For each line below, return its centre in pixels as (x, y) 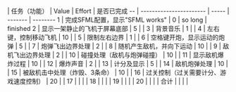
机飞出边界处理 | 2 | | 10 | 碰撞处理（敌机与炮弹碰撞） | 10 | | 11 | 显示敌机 (113, 55)
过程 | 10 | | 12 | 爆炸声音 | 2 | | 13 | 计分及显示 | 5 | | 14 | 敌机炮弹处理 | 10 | (120, 64)
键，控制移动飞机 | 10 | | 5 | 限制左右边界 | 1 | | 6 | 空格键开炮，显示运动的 (113, 37)
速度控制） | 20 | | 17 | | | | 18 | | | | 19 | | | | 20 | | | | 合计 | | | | (101, 81)
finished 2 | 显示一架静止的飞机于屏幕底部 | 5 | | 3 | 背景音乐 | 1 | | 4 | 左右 (113, 28)
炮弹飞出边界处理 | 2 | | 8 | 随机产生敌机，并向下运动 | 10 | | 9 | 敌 (135, 46)
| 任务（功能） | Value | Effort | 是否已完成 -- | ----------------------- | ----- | (118, 11)
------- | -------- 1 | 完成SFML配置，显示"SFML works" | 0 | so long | (107, 20)
